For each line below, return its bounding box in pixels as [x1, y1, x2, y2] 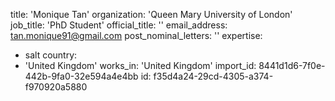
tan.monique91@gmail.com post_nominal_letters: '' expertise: [10, 30, 263, 41]
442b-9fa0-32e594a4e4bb [24, 70, 139, 82]
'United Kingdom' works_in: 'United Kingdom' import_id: [24, 60, 257, 71]
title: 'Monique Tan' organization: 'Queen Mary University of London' [10, 9, 293, 20]
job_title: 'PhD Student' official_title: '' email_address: [10, 19, 228, 31]
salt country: [24, 49, 78, 61]
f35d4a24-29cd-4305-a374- [153, 70, 274, 82]
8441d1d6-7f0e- [258, 60, 326, 71]
